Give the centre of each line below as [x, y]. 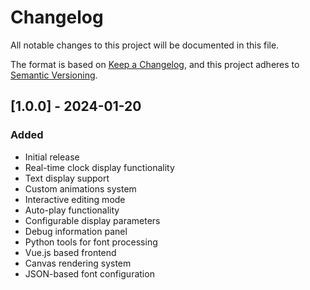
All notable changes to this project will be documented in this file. [145, 45]
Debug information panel [76, 231]
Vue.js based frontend [70, 252]
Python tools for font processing [91, 242]
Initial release [52, 157]
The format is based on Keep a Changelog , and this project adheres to [155, 64]
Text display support [67, 178]
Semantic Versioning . [54, 75]
